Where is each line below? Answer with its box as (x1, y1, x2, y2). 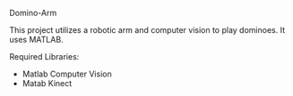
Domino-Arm (9, 8, 57, 18)
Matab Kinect (22, 78, 73, 88)
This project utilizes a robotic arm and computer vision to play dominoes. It (9, 25, 285, 35)
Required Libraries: (9, 52, 80, 61)
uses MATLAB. (9, 35, 65, 44)
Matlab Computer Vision (22, 68, 112, 79)
